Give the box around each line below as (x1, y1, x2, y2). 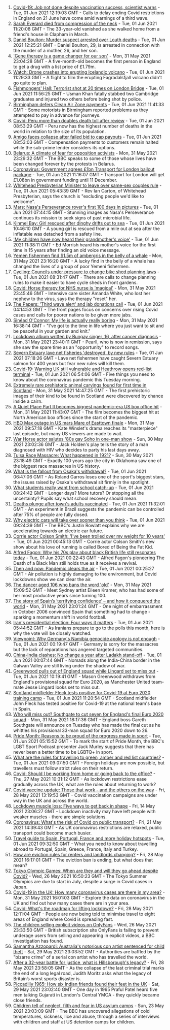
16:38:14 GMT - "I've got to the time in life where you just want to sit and (13, 323, 164, 329)
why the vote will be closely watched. (13, 630, 92, 636)
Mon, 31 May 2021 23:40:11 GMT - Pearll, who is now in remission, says (13, 339, 162, 345)
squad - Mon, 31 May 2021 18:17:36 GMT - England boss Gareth (13, 717, 146, 723)
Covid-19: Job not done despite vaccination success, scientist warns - (13, 5, 160, 10)
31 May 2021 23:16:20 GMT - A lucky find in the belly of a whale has (13, 258, 155, 264)
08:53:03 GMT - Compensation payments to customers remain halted (13, 139, 159, 145)
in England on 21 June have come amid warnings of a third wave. (13, 15, 149, 21)
